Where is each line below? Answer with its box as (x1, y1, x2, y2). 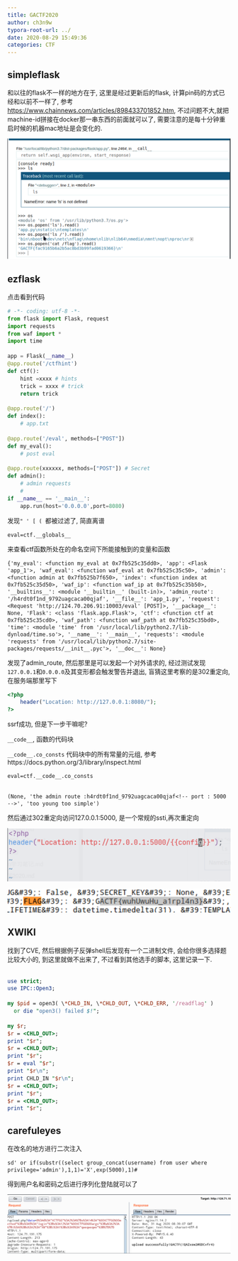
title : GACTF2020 (7, 11, 59, 18)
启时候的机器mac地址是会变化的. (7, 124, 103, 132)
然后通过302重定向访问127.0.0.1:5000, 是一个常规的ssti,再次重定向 (7, 813, 200, 822)
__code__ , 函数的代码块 (7, 735, 74, 744)
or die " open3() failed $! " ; (13, 1007, 100, 1015)
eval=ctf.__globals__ (7, 531, 72, 539)
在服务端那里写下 (7, 676, 57, 685)
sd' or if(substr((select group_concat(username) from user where (7, 1159, 208, 1167)
